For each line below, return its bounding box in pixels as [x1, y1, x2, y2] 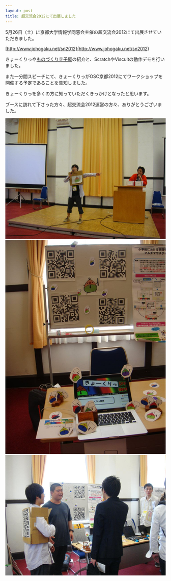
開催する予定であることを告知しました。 [5, 80, 90, 86]
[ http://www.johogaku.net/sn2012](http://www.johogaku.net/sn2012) [5, 45, 149, 52]
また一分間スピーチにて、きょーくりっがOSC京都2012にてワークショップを [5, 73, 163, 79]
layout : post [5, 8, 33, 13]
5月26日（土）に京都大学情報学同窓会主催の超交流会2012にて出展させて [5, 29, 158, 35]
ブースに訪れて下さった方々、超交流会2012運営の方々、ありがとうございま [5, 101, 162, 107]
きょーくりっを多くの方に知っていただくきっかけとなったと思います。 [5, 90, 152, 96]
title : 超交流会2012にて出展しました [5, 13, 76, 19]
